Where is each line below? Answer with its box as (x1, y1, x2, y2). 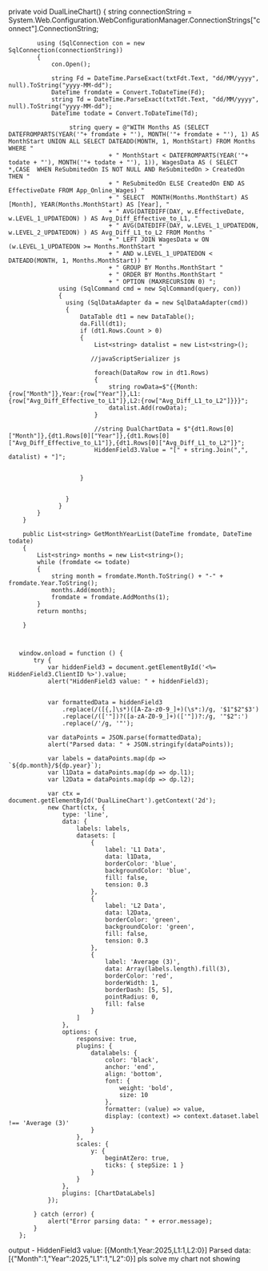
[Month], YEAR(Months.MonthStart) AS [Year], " (8, 200, 170, 208)
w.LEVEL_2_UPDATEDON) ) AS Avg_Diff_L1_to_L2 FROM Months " (8, 228, 214, 236)
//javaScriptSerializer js (90, 355, 181, 363)
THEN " (8, 172, 30, 180)
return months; (37, 607, 88, 615)
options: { (62, 1028, 98, 1036)
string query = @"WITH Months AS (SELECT (69, 123, 210, 131)
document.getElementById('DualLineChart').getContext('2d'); (8, 797, 217, 805)
